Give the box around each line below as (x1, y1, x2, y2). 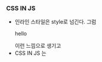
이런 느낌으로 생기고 (14, 43, 61, 50)
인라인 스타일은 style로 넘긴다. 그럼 (14, 18, 97, 25)
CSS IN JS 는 (14, 50, 46, 57)
